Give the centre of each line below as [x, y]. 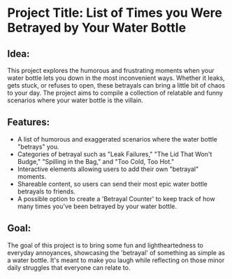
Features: [29, 122]
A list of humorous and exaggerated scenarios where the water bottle [117, 139]
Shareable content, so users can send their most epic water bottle [113, 184]
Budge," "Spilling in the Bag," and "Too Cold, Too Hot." [96, 161]
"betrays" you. [38, 147]
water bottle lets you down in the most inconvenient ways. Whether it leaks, [116, 78]
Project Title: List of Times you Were [115, 13]
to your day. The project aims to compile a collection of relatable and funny [115, 93]
